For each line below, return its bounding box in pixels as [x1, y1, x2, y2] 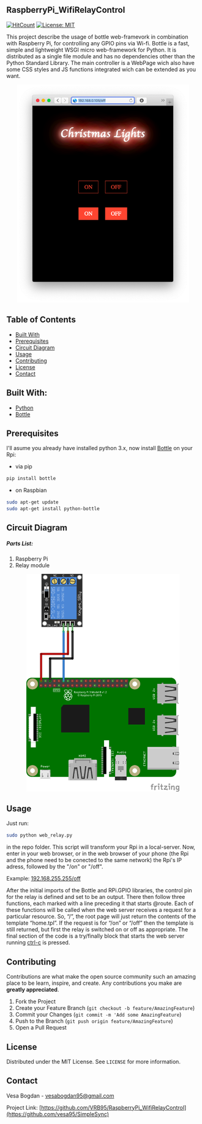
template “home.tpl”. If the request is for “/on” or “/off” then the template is [6, 919, 194, 927]
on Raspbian [15, 487, 47, 494]
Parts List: [6, 540, 34, 547]
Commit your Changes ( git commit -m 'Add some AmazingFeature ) [15, 1011, 182, 1019]
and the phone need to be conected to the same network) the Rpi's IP [6, 857, 182, 864]
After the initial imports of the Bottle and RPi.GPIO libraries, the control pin [6, 887, 193, 894]
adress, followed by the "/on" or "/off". [6, 863, 103, 870]
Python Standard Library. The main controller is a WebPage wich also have [6, 59, 195, 66]
